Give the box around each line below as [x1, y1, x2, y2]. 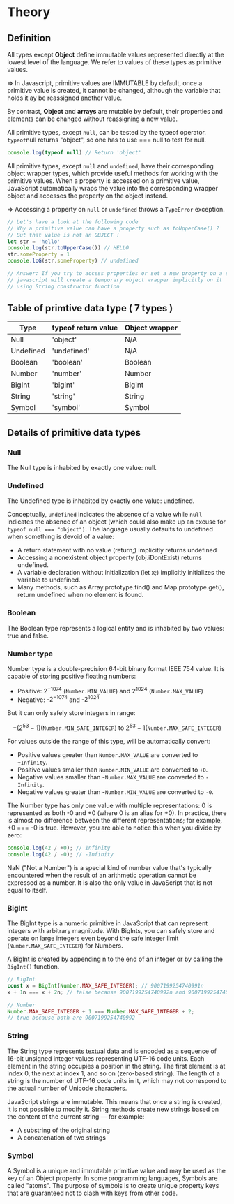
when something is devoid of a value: [7, 532, 115, 541]
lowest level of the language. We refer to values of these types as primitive [7, 58, 221, 66]
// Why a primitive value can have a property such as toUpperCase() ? [7, 225, 219, 232]
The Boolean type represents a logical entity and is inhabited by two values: [7, 624, 225, 632]
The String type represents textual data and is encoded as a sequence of [7, 1047, 217, 1055]
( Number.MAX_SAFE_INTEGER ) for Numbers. [7, 941, 123, 950]
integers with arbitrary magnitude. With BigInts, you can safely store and [7, 927, 215, 935]
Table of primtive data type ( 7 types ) [7, 302, 173, 314]
